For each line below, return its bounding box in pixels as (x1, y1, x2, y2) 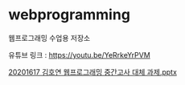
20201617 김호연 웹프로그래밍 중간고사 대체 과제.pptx (8, 67, 177, 77)
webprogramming (8, 6, 131, 24)
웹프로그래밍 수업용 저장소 (8, 33, 91, 42)
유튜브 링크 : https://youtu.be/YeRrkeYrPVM (8, 50, 150, 59)
